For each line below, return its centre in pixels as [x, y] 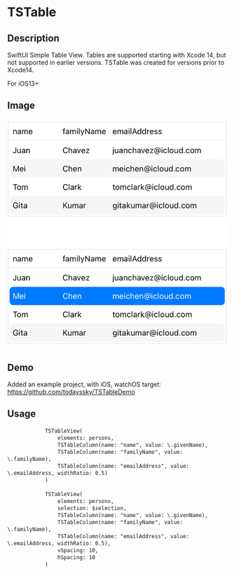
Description [33, 38]
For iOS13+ [23, 84]
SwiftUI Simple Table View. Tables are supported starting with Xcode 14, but [117, 55]
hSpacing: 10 [76, 557]
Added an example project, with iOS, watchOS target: [84, 384]
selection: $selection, [92, 508]
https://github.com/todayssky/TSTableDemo [71, 391]
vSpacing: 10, [78, 550]
